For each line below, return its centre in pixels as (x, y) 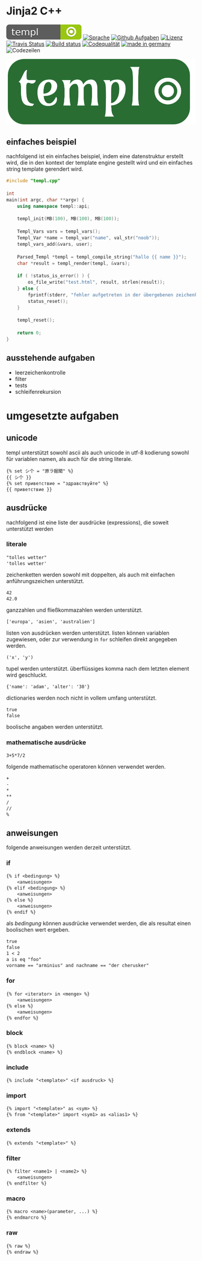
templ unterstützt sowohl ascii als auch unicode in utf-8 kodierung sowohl (98, 453)
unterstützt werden (30, 529)
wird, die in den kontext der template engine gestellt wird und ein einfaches (99, 163)
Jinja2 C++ (34, 11)
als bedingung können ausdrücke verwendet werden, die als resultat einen (99, 923)
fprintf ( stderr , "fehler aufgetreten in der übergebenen (100, 295)
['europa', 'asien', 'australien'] (51, 621)
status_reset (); (48, 301)
